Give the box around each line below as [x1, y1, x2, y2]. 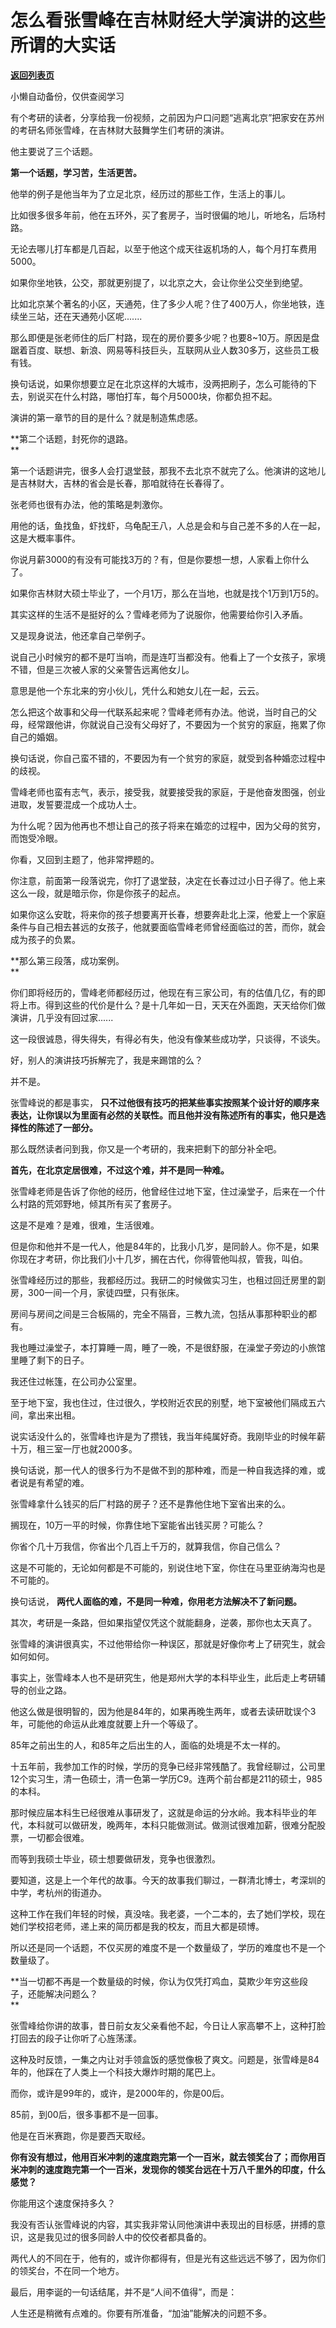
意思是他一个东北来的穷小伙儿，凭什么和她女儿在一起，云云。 [10, 684, 265, 696]
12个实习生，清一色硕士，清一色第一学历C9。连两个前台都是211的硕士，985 [10, 1772, 323, 1785]
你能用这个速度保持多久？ [10, 2197, 116, 2209]
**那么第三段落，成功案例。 [10, 954, 125, 966]
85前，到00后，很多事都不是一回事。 [10, 2108, 164, 2120]
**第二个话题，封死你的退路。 [10, 432, 134, 445]
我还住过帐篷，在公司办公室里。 [10, 1375, 142, 1387]
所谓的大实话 [10, 34, 117, 57]
